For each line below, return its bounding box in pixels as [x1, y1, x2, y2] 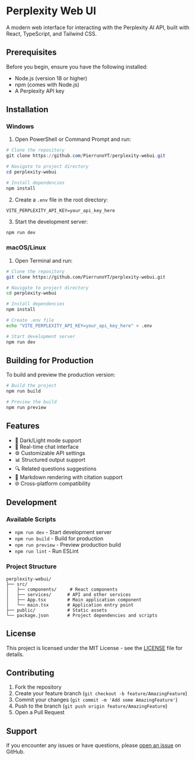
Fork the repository [14, 683, 62, 690]
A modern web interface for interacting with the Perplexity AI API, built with [6, 24, 190, 31]
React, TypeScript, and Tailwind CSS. [6, 30, 97, 37]
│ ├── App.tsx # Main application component [6, 597, 142, 603]
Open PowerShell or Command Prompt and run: [14, 135, 132, 143]
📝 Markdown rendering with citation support [14, 474, 123, 481]
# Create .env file [6, 317, 55, 323]
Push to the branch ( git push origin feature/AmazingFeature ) [14, 702, 168, 709]
